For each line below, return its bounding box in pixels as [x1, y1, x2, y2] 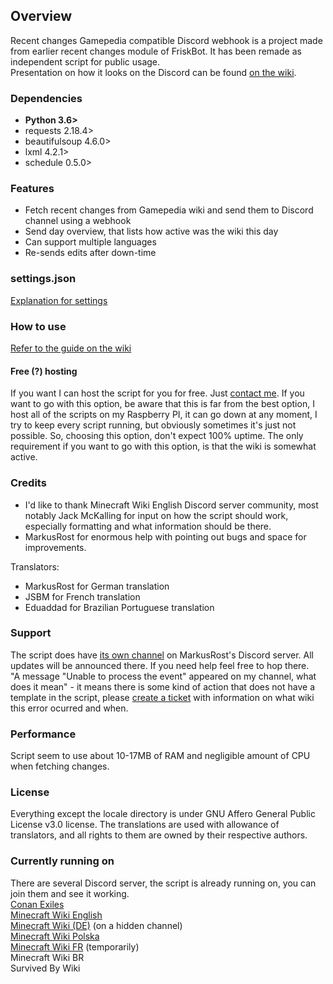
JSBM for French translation [24, 590, 141, 603]
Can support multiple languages [24, 236, 157, 248]
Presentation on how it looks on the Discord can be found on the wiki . [10, 66, 297, 78]
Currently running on [10, 854, 115, 868]
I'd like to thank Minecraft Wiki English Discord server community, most [24, 499, 319, 511]
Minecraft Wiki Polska [10, 930, 100, 942]
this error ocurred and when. [10, 702, 129, 714]
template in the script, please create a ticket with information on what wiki [10, 691, 315, 703]
